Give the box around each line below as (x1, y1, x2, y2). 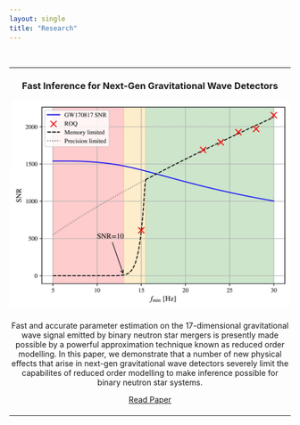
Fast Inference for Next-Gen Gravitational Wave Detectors (21, 80, 279, 93)
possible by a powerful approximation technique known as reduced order (15, 339, 285, 349)
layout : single (9, 14, 66, 23)
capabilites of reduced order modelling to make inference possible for (21, 367, 279, 378)
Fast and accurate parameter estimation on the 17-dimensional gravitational (11, 320, 289, 331)
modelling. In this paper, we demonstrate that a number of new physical (18, 348, 282, 359)
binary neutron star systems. (96, 377, 204, 388)
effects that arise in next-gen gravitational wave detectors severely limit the (11, 357, 289, 369)
